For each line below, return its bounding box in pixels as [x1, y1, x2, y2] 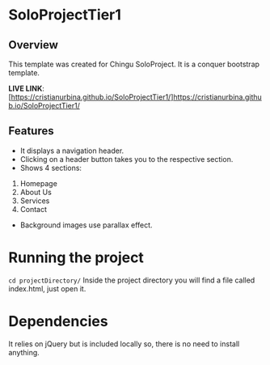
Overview [8, 38, 59, 52]
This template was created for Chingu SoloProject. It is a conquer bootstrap [8, 59, 260, 69]
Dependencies [8, 312, 108, 330]
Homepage [19, 178, 58, 188]
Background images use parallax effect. [19, 220, 153, 230]
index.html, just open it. [8, 283, 86, 293]
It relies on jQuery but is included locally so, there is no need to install [8, 338, 240, 349]
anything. [8, 347, 40, 357]
